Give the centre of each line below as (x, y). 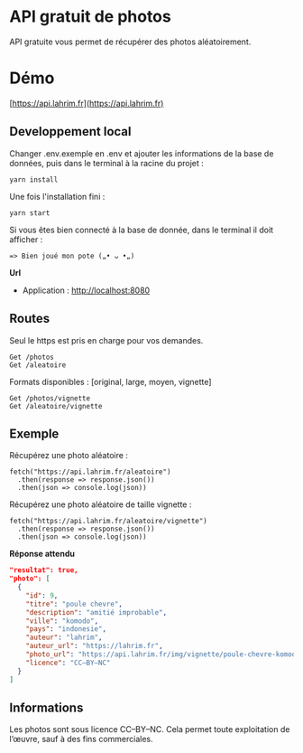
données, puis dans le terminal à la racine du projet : (107, 163)
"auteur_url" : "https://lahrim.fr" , (95, 646)
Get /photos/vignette (50, 398)
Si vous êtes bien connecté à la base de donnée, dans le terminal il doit (141, 230)
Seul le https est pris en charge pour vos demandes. (106, 340)
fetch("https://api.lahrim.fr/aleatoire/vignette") (108, 522)
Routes (30, 319)
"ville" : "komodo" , (62, 621)
